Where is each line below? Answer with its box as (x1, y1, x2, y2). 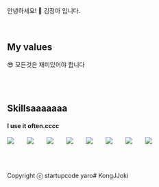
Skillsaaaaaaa (7, 103, 68, 114)
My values (7, 41, 53, 53)
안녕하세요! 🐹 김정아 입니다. (7, 7, 81, 14)
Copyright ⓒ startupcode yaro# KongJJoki (7, 171, 129, 180)
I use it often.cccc (7, 121, 60, 129)
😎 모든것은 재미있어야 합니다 (7, 60, 85, 68)
